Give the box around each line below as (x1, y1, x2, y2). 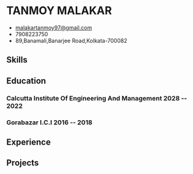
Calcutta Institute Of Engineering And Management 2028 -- (6, 94, 187, 102)
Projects (6, 157, 39, 168)
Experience (6, 137, 51, 147)
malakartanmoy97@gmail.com (15, 24, 93, 31)
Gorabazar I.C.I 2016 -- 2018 (6, 118, 93, 126)
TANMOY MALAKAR (6, 4, 112, 18)
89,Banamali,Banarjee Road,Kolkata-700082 (15, 37, 127, 44)
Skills (6, 55, 28, 65)
